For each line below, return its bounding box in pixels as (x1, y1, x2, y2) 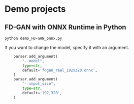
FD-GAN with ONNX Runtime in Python (4, 23, 127, 31)
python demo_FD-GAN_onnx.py (4, 36, 63, 41)
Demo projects (4, 3, 66, 15)
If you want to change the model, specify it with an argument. (4, 45, 129, 50)
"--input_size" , (22, 81, 56, 86)
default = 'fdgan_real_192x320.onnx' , (22, 68, 98, 73)
